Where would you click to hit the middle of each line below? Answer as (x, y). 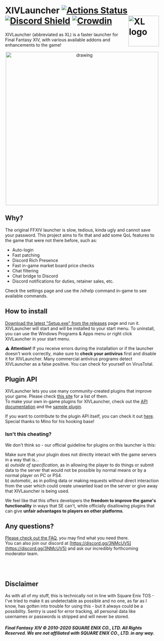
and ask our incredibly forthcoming (103, 548)
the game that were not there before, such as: (51, 240)
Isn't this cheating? (29, 434)
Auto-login (23, 250)
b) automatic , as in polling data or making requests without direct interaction (82, 481)
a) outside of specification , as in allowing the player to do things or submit (80, 465)
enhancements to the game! (33, 45)
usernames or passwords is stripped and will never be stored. (67, 616)
